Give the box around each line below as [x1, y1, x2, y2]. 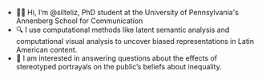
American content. [15, 45, 78, 54]
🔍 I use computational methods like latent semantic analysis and [15, 25, 230, 34]
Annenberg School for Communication [15, 16, 143, 26]
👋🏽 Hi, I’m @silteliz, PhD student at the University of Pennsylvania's [15, 8, 239, 17]
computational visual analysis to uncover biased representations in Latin [15, 37, 255, 45]
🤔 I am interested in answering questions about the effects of [15, 53, 218, 63]
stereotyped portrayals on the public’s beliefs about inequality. [15, 62, 222, 71]
